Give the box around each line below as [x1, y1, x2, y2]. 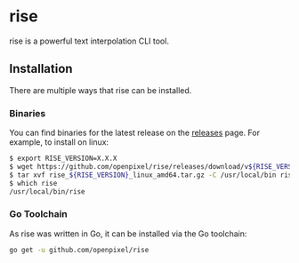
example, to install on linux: [9, 137, 109, 147]
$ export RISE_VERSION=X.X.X [9, 154, 117, 163]
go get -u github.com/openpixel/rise [9, 245, 149, 254]
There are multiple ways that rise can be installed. [9, 84, 192, 95]
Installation [9, 61, 73, 76]
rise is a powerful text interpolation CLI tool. [9, 36, 169, 46]
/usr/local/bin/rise [9, 187, 86, 196]
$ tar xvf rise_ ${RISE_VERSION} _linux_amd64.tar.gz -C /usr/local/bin [9, 171, 277, 179]
